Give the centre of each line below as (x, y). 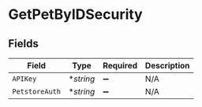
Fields (24, 44)
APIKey (24, 79)
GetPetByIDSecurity (76, 15)
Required (120, 66)
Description (168, 66)
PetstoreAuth (37, 92)
